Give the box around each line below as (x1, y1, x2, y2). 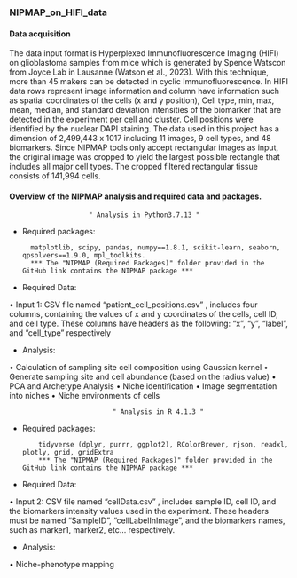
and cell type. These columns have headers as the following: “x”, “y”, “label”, (9, 318, 288, 329)
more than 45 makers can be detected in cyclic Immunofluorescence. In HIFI (9, 76, 289, 87)
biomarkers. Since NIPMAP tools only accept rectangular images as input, (9, 142, 279, 153)
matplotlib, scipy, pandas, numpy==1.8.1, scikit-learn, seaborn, (30, 243, 281, 252)
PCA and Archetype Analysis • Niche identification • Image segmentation (9, 381, 277, 392)
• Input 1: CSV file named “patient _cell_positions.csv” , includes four (9, 299, 258, 310)
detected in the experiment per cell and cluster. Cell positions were (9, 114, 254, 125)
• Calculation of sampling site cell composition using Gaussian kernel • (9, 362, 269, 373)
